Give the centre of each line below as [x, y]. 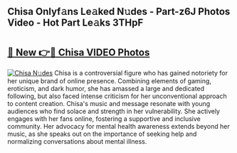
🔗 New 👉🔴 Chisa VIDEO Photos [79, 52]
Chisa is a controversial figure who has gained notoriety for [141, 73]
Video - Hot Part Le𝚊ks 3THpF [75, 23]
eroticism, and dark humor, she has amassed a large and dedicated [106, 89]
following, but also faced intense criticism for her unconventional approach [117, 96]
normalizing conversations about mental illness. [77, 141]
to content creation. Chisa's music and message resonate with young [109, 104]
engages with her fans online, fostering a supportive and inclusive [104, 119]
